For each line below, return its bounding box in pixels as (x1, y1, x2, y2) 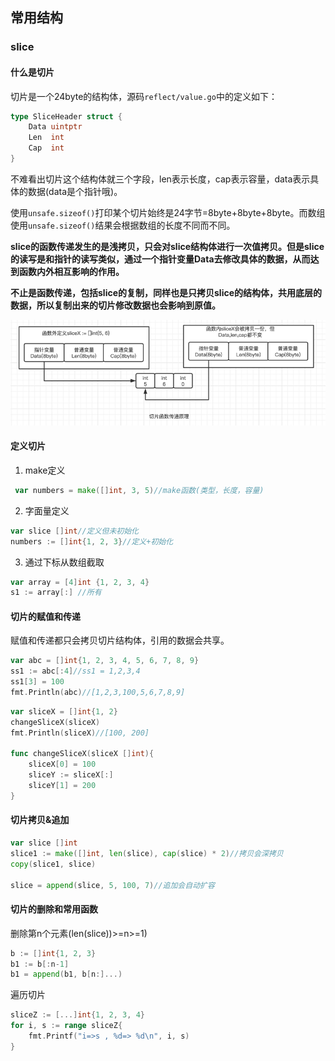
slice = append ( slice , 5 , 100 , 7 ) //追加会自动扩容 (10, 880, 215, 890)
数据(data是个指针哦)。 (27, 185, 123, 197)
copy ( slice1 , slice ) (10, 859, 97, 869)
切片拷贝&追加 (10, 814, 70, 826)
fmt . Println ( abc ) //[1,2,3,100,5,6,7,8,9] (10, 688, 186, 698)
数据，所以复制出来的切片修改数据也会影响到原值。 (10, 299, 221, 311)
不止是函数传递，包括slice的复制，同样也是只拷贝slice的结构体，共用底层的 (10, 286, 323, 298)
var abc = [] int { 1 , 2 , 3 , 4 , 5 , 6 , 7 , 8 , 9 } (10, 656, 200, 666)
